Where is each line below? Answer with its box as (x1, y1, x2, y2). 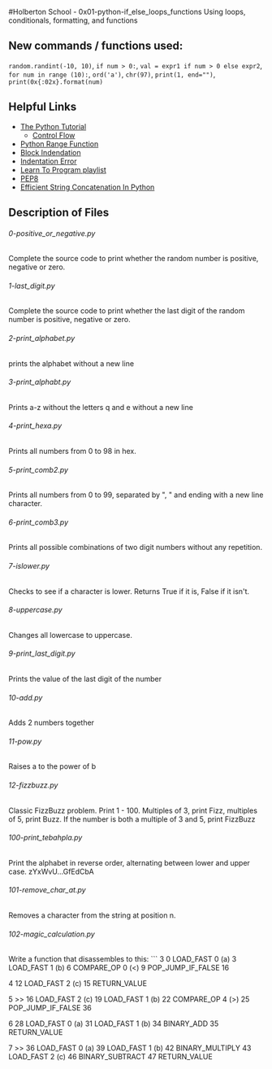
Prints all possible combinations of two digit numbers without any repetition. (8, 543, 262, 552)
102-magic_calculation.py (8, 929, 95, 939)
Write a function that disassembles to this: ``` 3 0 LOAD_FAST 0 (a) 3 (8, 954, 237, 964)
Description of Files (8, 206, 110, 220)
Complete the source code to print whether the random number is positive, (8, 254, 259, 264)
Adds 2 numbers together (8, 718, 95, 727)
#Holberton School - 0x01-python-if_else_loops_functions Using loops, (8, 7, 246, 16)
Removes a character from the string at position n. (8, 910, 176, 920)
